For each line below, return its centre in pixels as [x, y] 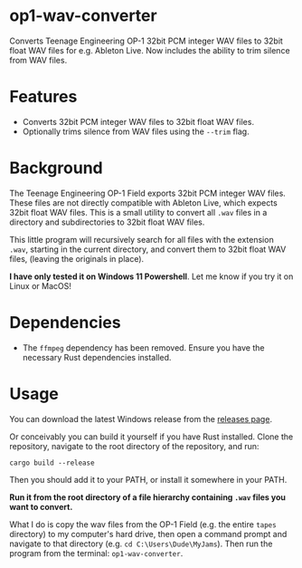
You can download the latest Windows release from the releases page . [141, 419]
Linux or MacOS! [41, 285]
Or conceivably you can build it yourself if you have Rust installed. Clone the [151, 437]
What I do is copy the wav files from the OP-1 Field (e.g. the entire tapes [143, 524]
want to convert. [41, 506]
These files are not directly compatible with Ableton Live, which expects [143, 202]
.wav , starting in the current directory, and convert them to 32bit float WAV [148, 249]
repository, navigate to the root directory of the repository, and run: [134, 446]
